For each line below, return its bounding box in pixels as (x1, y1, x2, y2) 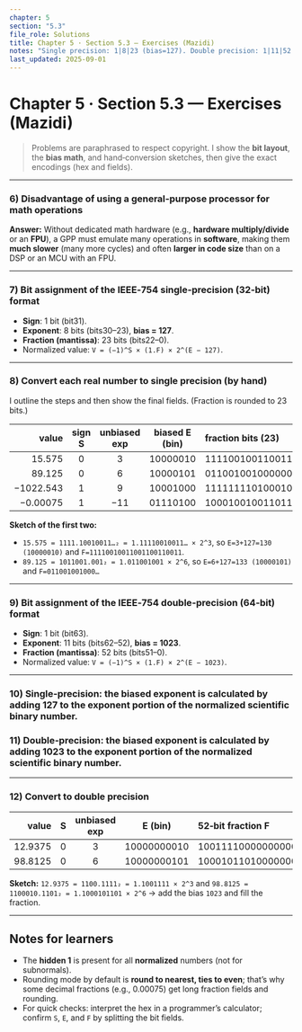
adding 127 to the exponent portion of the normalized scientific (9, 698, 290, 711)
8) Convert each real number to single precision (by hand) (9, 375, 268, 387)
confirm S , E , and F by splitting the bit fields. (22, 1012, 184, 1023)
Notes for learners (9, 931, 114, 947)
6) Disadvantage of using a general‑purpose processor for (9, 192, 270, 205)
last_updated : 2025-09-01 (9, 55, 106, 64)
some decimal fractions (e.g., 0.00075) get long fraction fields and (22, 983, 269, 994)
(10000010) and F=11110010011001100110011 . (22, 546, 185, 557)
